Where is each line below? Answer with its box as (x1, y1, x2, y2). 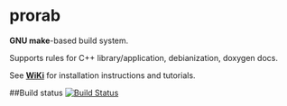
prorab (9, 5, 61, 26)
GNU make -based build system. (9, 35, 129, 46)
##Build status (9, 87, 63, 98)
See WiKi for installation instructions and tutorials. (9, 69, 196, 81)
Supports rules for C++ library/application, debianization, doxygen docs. (9, 52, 278, 63)
